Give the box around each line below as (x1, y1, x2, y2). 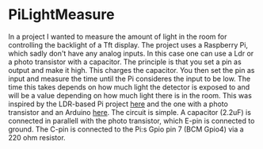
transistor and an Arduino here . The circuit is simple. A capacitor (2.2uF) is (8, 107, 252, 117)
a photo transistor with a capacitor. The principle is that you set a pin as (8, 57, 242, 67)
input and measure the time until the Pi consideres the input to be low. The (8, 74, 251, 83)
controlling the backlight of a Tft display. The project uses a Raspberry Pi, (8, 40, 248, 49)
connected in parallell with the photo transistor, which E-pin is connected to (8, 116, 255, 125)
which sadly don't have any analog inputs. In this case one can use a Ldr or (8, 48, 254, 58)
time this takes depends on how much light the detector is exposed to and (8, 82, 250, 92)
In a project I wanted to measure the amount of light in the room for (8, 32, 227, 41)
